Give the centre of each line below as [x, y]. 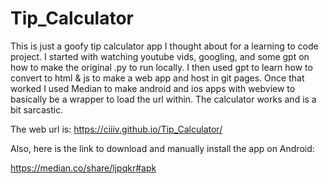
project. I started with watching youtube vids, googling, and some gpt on [160, 56]
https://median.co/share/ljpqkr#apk [83, 168]
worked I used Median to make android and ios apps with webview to [153, 88]
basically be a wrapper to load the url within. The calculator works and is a [163, 99]
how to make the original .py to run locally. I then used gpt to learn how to [161, 67]
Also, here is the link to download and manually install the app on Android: [162, 148]
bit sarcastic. [37, 109]
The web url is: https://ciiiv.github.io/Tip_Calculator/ [116, 129]
